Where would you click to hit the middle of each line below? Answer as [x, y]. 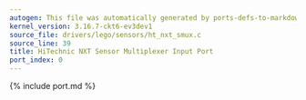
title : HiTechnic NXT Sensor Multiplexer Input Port [112, 52]
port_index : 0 [36, 60]
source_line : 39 [40, 43]
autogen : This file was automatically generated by [109, 18]
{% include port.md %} [53, 86]
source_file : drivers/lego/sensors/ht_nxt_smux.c [106, 35]
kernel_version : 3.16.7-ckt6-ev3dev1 [81, 26]
